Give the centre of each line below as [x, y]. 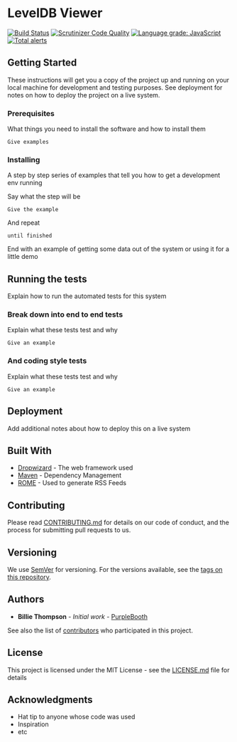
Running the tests [47, 279]
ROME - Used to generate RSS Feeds [72, 483]
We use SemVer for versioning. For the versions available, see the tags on [115, 569]
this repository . [29, 577]
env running [25, 183]
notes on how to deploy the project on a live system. [84, 95]
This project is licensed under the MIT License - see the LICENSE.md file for [118, 669]
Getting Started [42, 63]
